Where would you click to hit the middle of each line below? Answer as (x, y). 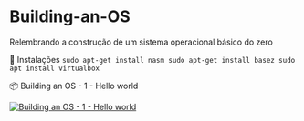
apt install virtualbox (55, 68)
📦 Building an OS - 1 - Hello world (74, 86)
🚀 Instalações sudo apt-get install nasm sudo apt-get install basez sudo (152, 59)
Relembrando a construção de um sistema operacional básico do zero (142, 42)
